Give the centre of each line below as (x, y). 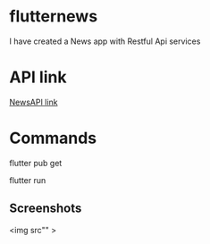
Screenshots (46, 209)
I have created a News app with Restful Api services (105, 41)
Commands (53, 138)
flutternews (54, 17)
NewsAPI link (34, 102)
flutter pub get (36, 163)
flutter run (28, 180)
